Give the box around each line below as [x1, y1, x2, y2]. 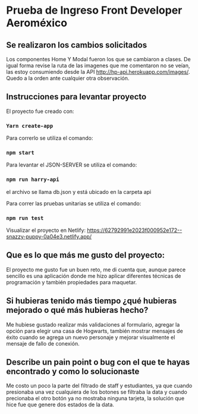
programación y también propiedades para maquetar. [6, 278, 137, 286]
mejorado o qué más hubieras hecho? [6, 305, 149, 315]
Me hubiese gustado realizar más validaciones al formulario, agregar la [6, 321, 180, 328]
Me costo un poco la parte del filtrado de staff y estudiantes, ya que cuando [6, 382, 193, 390]
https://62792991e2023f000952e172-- [87, 227, 183, 234]
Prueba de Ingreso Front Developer [6, 4, 183, 17]
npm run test [6, 215, 44, 221]
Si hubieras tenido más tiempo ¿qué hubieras [6, 296, 177, 306]
